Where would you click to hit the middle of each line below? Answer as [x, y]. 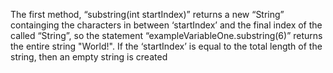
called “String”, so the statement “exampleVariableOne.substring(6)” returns [166, 35]
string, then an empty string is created [89, 57]
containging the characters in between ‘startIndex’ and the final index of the [166, 25]
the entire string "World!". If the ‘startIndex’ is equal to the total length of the [166, 46]
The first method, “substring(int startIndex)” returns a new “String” [147, 14]
